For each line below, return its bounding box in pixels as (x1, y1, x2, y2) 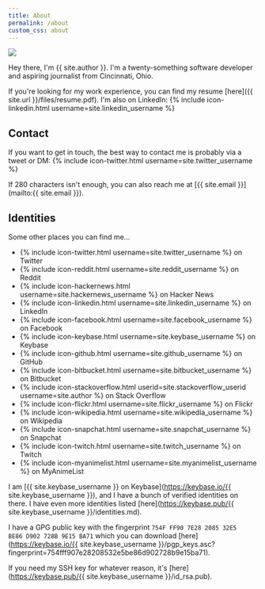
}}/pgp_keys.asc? (157, 540, 216, 549)
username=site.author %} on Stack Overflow (19, 391, 166, 400)
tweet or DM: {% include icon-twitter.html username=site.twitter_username (8, 156, 253, 166)
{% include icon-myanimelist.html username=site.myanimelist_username (19, 458, 257, 468)
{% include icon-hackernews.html (19, 281, 131, 290)
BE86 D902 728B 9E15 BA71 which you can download (8, 531, 177, 540)
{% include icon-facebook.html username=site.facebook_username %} (19, 315, 252, 324)
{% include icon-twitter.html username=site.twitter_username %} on (19, 247, 243, 257)
